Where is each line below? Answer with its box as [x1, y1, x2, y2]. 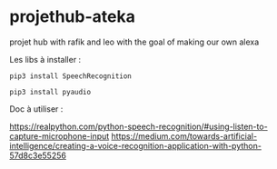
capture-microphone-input [9, 130, 110, 142]
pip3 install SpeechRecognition [9, 71, 132, 81]
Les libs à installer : [9, 54, 82, 65]
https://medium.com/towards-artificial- [111, 130, 257, 142]
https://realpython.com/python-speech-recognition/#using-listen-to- [9, 121, 268, 132]
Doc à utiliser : [9, 103, 64, 114]
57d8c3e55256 [9, 150, 66, 161]
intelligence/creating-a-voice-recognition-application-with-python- [9, 140, 262, 151]
